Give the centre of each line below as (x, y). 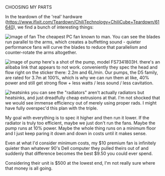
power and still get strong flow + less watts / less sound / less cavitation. (79, 83)
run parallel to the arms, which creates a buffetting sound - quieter (73, 42)
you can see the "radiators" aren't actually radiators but (87, 92)
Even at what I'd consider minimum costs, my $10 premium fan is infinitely (81, 143)
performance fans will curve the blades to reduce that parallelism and (76, 47)
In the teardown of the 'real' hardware (44, 17)
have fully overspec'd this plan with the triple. (52, 108)
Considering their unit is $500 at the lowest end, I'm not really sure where (80, 163)
